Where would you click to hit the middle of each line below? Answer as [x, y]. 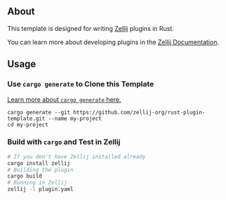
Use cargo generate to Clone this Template [81, 84]
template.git [26, 119]
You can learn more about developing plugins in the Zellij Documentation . [113, 42]
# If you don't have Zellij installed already [77, 156]
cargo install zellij [39, 163]
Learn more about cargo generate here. [64, 99]
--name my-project [75, 119]
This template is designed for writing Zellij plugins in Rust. [91, 28]
